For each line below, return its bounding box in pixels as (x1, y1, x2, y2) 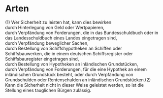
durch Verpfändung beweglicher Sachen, (5, 40, 89, 46)
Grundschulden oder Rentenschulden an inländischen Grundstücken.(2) (5, 77, 151, 83)
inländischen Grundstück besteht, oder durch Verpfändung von (5, 71, 134, 77)
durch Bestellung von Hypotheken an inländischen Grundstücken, (5, 61, 138, 67)
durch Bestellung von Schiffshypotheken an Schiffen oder (5, 45, 122, 51)
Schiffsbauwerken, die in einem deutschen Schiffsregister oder (5, 50, 133, 57)
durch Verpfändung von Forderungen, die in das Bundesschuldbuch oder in (5, 30, 159, 35)
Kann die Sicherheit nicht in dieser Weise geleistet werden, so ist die (5, 82, 144, 88)
